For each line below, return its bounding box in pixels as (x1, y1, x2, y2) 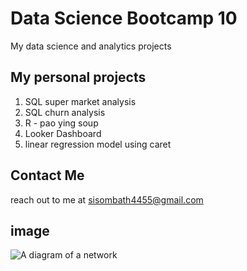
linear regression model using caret (24, 138, 172, 150)
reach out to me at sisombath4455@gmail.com (10, 193, 204, 206)
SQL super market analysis (24, 95, 137, 107)
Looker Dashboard (24, 127, 102, 139)
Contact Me (10, 167, 85, 184)
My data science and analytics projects (10, 40, 172, 52)
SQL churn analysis (24, 106, 106, 118)
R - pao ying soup (24, 117, 99, 129)
